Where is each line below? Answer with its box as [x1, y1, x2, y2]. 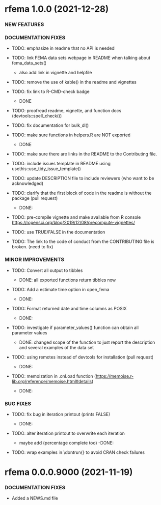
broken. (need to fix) [11, 244, 54, 250]
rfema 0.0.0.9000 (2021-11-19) [4, 467, 133, 478]
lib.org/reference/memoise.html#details [11, 378, 92, 384]
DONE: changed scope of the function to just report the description [19, 339, 155, 345]
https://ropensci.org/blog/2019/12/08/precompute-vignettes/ [11, 220, 135, 226]
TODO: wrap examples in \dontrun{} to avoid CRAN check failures [11, 449, 145, 455]
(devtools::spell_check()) [11, 113, 62, 119]
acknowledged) [11, 180, 44, 186]
